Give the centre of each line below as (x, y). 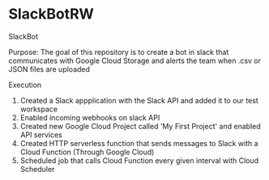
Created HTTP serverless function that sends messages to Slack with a (139, 143)
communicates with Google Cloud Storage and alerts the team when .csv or (135, 61)
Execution (25, 85)
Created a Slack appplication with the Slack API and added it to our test (139, 100)
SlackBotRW (51, 14)
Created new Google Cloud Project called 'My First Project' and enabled (140, 126)
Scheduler (37, 169)
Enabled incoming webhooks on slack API (90, 117)
